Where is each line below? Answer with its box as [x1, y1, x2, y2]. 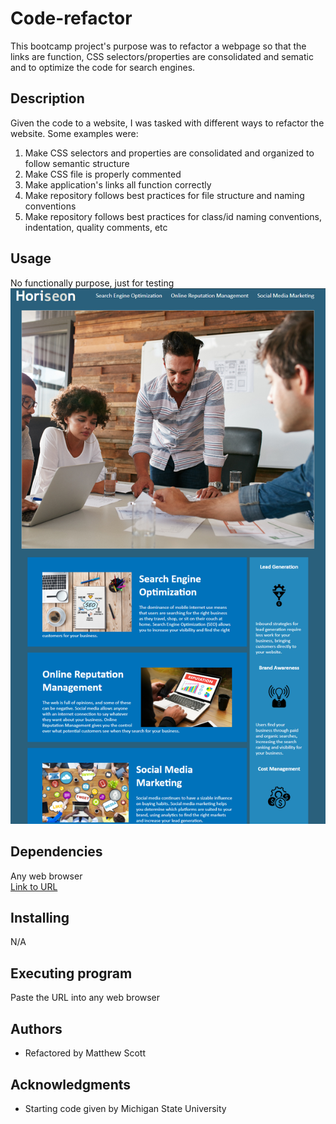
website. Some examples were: [10, 127, 139, 139]
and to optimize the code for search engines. [10, 61, 196, 73]
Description [10, 90, 85, 107]
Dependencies [10, 843, 103, 861]
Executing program [10, 965, 133, 982]
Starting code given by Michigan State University [24, 1102, 227, 1114]
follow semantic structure [24, 157, 130, 169]
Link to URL [10, 880, 58, 892]
